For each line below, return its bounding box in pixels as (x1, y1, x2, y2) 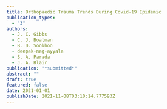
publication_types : (6, 15, 56, 21)
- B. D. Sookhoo (12, 43, 53, 49)
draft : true (6, 76, 36, 82)
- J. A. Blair (12, 59, 47, 65)
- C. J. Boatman (12, 37, 53, 43)
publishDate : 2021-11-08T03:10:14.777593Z (6, 93, 115, 99)
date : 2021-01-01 (6, 88, 50, 94)
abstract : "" (6, 71, 39, 77)
